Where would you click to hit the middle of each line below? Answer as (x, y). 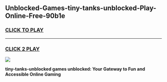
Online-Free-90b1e (35, 16)
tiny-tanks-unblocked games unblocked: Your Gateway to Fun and (75, 69)
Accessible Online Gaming (33, 74)
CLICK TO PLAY (24, 30)
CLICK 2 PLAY (22, 49)
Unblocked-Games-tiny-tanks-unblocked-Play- (81, 8)
